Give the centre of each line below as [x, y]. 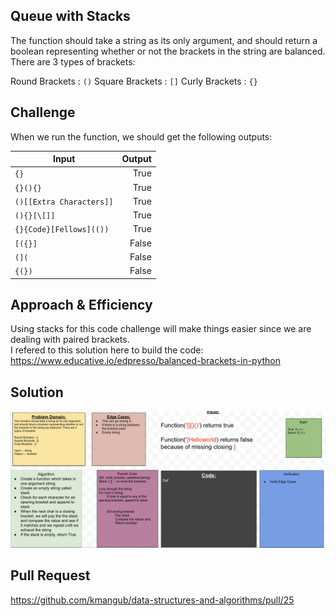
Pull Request [50, 575]
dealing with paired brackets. [70, 340]
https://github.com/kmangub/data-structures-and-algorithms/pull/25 [152, 600]
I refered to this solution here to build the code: [107, 350]
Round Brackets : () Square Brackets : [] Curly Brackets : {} [134, 81]
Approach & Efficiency [81, 305]
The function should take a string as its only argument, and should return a [164, 40]
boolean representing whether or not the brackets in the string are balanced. [168, 51]
